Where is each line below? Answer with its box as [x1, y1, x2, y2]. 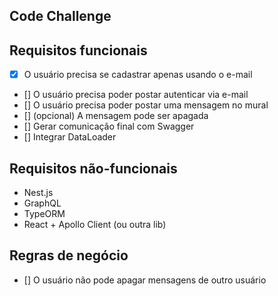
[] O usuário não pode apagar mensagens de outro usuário [23, 274, 267, 286]
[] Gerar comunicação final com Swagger [23, 120, 195, 133]
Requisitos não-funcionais [9, 160, 178, 177]
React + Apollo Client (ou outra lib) [23, 219, 167, 231]
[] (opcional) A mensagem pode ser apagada [23, 110, 209, 122]
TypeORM [23, 208, 66, 220]
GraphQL [23, 197, 62, 209]
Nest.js [23, 187, 54, 199]
